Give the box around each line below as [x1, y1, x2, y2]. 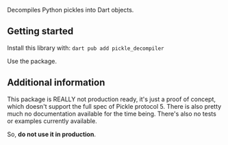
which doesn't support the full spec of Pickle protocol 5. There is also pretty [7, 102, 222, 110]
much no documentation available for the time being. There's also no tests [7, 109, 217, 118]
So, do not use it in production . [7, 130, 96, 138]
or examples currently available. [7, 116, 97, 125]
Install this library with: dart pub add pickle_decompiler [7, 44, 164, 52]
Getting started [7, 25, 74, 37]
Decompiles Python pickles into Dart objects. [7, 6, 134, 14]
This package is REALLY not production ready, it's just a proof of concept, [7, 95, 216, 103]
